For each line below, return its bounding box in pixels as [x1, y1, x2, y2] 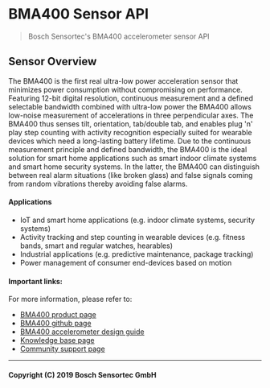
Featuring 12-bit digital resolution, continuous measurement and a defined [8, 93, 253, 103]
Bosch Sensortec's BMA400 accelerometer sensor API [27, 31, 211, 41]
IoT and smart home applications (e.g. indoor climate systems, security [19, 215, 256, 225]
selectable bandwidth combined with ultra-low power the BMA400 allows [8, 101, 252, 111]
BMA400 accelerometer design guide [19, 327, 145, 336]
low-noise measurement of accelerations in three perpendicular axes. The [8, 110, 254, 120]
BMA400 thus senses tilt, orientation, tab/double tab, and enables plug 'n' [8, 118, 253, 129]
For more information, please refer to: [8, 295, 133, 304]
